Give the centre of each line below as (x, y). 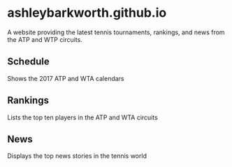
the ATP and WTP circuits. (45, 39)
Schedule (29, 62)
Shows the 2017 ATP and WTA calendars (66, 78)
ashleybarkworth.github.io (87, 13)
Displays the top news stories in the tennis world (77, 156)
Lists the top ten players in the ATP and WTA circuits (83, 117)
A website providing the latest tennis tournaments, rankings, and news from (116, 32)
